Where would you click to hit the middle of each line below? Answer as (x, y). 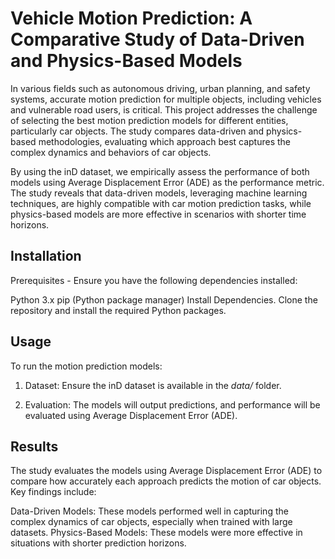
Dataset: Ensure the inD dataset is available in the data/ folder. (153, 385)
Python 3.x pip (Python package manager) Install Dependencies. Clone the (164, 299)
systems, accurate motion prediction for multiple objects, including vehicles (166, 99)
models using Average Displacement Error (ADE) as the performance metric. (167, 182)
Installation (46, 256)
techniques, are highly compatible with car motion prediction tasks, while (161, 203)
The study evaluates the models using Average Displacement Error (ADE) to (166, 471)
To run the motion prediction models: (86, 366)
